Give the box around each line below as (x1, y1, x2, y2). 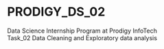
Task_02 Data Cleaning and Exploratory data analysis (7, 33, 158, 42)
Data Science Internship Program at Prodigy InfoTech (7, 27, 158, 35)
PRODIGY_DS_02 (7, 4, 106, 20)
